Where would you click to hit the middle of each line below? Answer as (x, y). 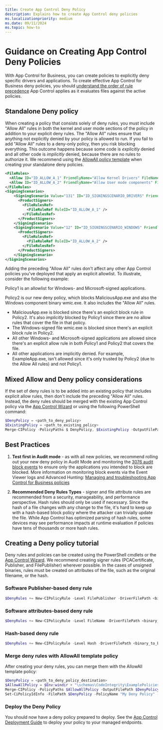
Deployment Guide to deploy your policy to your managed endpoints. (74, 722)
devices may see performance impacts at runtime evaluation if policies (83, 523)
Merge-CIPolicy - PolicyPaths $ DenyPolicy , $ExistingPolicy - (69, 429)
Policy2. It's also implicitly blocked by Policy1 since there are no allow (81, 318)
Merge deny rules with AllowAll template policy (62, 656)
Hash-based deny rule (32, 633)
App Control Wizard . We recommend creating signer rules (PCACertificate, (80, 560)
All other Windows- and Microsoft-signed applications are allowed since (84, 338)
